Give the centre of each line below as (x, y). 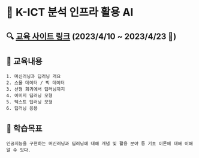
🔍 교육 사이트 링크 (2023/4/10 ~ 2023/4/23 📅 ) (91, 36)
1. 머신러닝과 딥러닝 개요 (34, 77)
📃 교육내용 (25, 61)
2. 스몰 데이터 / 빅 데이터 (35, 83)
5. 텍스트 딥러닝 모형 (29, 102)
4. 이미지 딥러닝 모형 (29, 96)
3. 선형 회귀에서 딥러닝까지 (36, 90)
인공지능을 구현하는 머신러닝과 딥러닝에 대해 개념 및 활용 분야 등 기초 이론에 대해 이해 (99, 144)
